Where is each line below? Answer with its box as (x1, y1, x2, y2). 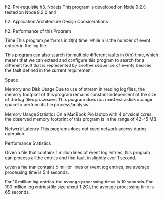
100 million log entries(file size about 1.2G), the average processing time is (5, 184, 154, 190)
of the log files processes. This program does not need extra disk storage (5, 97, 152, 102)
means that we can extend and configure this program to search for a (5, 57, 145, 63)
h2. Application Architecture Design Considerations (5, 19, 108, 24)
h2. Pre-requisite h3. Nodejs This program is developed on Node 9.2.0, (5, 4, 147, 10)
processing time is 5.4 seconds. (5, 169, 69, 175)
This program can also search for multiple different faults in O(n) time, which (5, 52, 158, 58)
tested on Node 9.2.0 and (5, 9, 56, 15)
